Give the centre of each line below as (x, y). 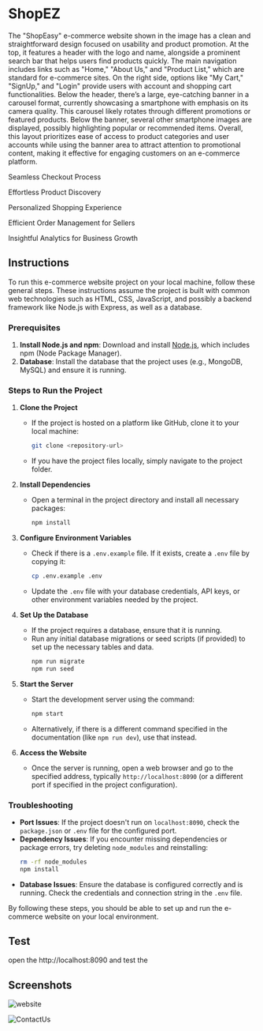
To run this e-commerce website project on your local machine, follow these (132, 282)
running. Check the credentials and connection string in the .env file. (131, 893)
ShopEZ (35, 14)
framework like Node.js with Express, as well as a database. (105, 307)
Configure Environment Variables (75, 538)
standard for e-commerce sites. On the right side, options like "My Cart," (126, 77)
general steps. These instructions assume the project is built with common (129, 290)
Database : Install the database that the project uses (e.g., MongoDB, (131, 362)
